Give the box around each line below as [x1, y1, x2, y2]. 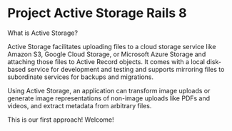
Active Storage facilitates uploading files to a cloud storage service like [7, 42, 216, 51]
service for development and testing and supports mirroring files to [27, 65, 225, 73]
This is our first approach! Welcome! [7, 115, 114, 124]
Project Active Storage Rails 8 [7, 5, 187, 21]
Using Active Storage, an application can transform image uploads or [7, 86, 211, 95]
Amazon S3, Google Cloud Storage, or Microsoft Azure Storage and [7, 50, 206, 58]
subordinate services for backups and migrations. [7, 73, 153, 81]
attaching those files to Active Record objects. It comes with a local [7, 57, 206, 65]
